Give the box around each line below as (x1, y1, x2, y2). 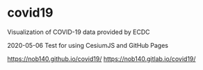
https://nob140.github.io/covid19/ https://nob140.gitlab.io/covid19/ (7, 54, 196, 63)
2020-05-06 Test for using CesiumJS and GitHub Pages (7, 41, 169, 49)
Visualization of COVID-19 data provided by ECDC (7, 28, 150, 36)
